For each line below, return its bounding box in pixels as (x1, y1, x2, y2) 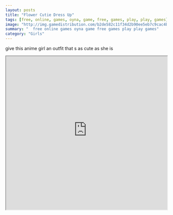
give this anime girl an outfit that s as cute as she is (5, 46, 114, 51)
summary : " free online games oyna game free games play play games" (5, 27, 159, 32)
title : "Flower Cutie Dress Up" (5, 12, 74, 17)
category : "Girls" (5, 31, 45, 36)
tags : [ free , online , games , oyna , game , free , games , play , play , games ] (5, 17, 168, 22)
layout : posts (5, 7, 36, 13)
